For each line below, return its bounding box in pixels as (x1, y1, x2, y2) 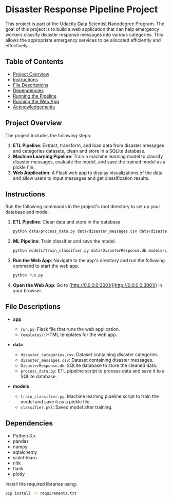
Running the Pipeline (12, 92, 57, 99)
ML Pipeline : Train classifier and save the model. (12, 238, 117, 245)
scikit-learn (12, 454, 37, 460)
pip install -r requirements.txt (5, 491, 77, 496)
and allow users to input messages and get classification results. (12, 175, 150, 181)
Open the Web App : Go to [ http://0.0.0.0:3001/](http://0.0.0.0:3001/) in (12, 282, 163, 288)
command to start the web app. (12, 263, 80, 269)
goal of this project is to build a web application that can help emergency (5, 26, 160, 32)
